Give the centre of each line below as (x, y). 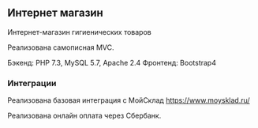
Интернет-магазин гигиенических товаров (79, 32)
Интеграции (32, 83)
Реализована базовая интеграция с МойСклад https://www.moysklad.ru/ (129, 100)
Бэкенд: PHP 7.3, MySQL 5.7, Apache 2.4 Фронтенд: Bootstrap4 (112, 62)
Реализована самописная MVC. (61, 47)
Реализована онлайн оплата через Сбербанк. (84, 116)
